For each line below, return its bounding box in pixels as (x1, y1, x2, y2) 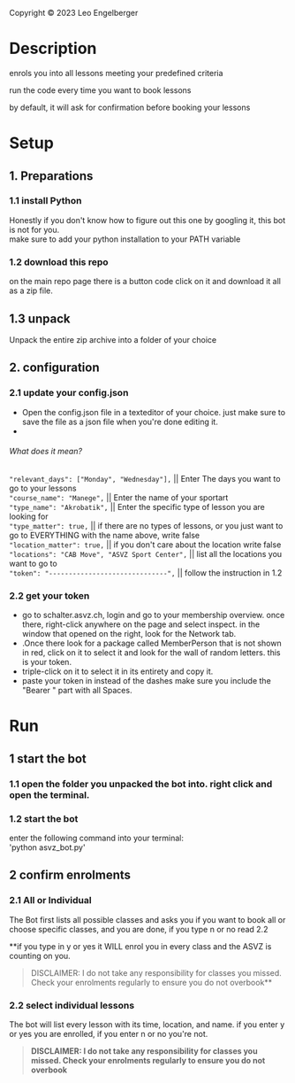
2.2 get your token (9, 589, 90, 601)
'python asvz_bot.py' (9, 841, 86, 853)
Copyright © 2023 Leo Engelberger (9, 8, 139, 18)
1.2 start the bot (9, 812, 79, 824)
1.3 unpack (9, 311, 71, 326)
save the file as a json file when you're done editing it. (21, 416, 218, 427)
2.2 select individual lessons (9, 999, 135, 1011)
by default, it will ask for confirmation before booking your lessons (9, 102, 251, 112)
